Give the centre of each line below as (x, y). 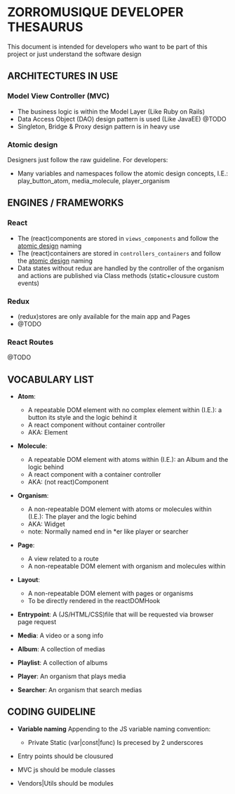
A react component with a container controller (94, 475)
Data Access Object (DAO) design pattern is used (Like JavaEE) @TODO (122, 119)
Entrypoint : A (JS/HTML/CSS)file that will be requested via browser (115, 614)
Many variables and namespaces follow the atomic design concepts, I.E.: (123, 173)
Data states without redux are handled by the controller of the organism (121, 268)
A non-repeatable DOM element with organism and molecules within (127, 567)
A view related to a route (63, 559)
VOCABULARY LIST (51, 379)
